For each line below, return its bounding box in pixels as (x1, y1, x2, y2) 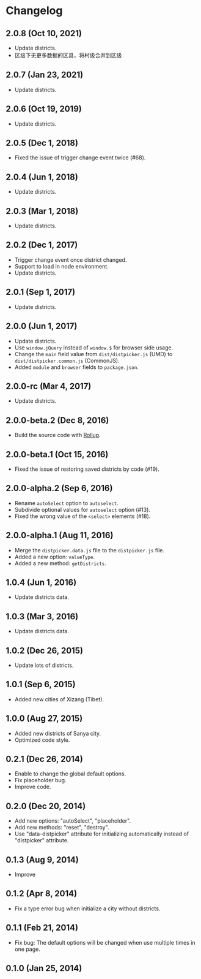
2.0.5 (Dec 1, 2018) (5, 138, 79, 148)
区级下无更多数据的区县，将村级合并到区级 (14, 51, 122, 59)
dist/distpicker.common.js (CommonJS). (14, 357, 120, 364)
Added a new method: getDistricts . (14, 559, 106, 567)
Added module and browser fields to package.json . (14, 363, 139, 371)
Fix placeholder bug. (14, 777, 67, 784)
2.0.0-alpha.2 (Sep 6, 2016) (5, 483, 113, 493)
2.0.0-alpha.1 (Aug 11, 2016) (5, 530, 114, 541)
